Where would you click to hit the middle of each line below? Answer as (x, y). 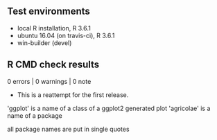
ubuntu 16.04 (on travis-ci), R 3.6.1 (66, 35)
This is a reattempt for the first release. (73, 95)
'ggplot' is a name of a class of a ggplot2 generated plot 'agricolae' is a (109, 108)
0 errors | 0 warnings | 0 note (49, 81)
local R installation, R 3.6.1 (54, 28)
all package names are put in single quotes (68, 129)
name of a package (35, 115)
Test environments (49, 11)
